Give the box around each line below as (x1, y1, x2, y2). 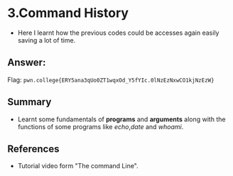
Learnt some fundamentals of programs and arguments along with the (17, 115, 226, 123)
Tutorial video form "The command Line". (17, 162, 139, 170)
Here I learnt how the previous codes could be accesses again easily (17, 28, 220, 37)
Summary (7, 96, 52, 108)
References (7, 143, 60, 155)
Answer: (7, 57, 46, 69)
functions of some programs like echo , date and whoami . (17, 122, 184, 131)
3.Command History (7, 5, 129, 21)
